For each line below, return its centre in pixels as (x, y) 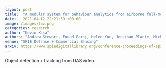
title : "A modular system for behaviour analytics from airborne (75, 14)
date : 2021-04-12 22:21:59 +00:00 (43, 19)
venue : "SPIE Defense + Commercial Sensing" (52, 42)
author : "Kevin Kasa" (27, 33)
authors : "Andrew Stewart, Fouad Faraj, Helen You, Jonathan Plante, (78, 37)
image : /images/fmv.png (30, 23)
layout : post (19, 10)
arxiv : (12, 46)
